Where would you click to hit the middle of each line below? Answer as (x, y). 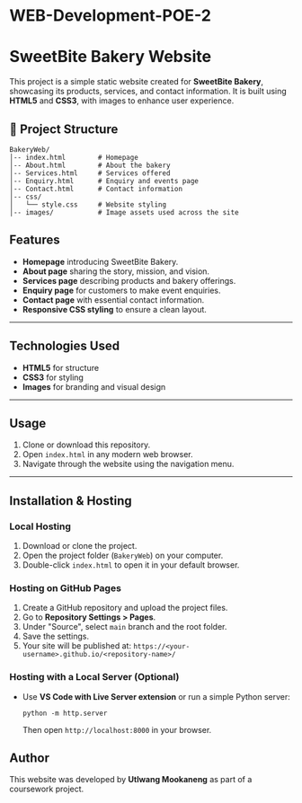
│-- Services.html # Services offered (90, 173)
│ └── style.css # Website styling (88, 204)
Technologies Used (64, 346)
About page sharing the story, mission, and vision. (115, 271)
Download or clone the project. (80, 546)
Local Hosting (40, 526)
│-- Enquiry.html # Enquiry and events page (104, 181)
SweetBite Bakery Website (111, 57)
